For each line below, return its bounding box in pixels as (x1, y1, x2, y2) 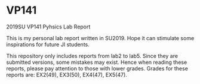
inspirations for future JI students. (6, 41, 90, 48)
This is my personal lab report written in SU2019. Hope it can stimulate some (6, 34, 195, 41)
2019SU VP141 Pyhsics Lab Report (6, 23, 91, 30)
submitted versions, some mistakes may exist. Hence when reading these (6, 59, 187, 66)
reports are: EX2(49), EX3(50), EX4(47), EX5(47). (6, 71, 127, 78)
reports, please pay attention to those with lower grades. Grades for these (6, 64, 188, 72)
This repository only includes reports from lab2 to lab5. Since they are (6, 52, 178, 59)
